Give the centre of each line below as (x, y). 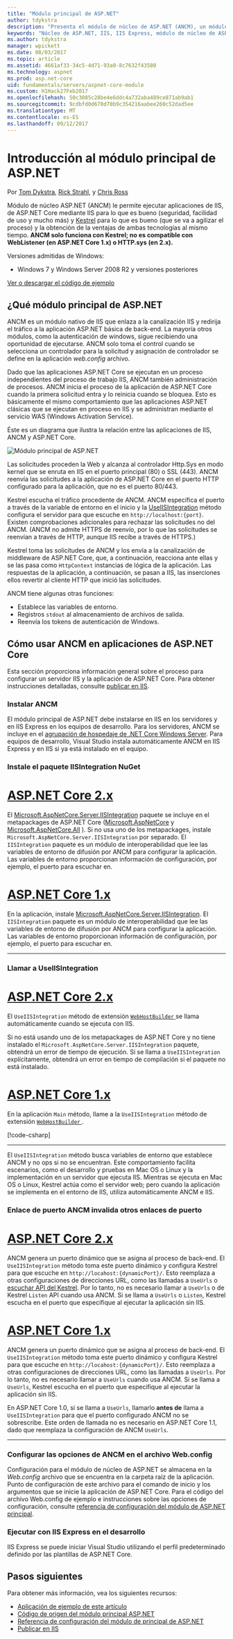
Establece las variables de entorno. (67, 607)
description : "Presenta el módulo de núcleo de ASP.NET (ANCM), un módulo (118, 26)
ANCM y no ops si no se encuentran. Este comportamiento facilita (101, 1162)
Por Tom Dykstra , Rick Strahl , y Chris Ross (68, 192)
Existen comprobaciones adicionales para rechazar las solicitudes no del (111, 522)
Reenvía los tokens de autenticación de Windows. (88, 622)
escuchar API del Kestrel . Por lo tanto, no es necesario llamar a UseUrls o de (116, 1288)
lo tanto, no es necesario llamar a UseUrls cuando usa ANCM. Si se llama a (114, 1379)
